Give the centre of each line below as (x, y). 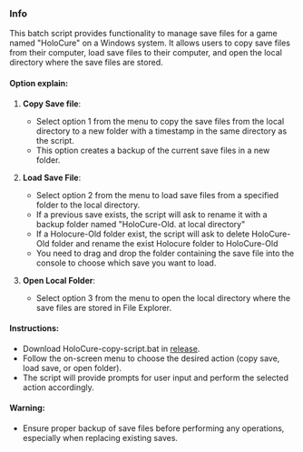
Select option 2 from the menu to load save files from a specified (157, 195)
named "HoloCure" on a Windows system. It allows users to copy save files (150, 43)
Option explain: (39, 83)
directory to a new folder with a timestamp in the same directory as (161, 131)
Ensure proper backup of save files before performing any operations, (153, 428)
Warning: (27, 408)
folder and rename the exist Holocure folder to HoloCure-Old (165, 243)
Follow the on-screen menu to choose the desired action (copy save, (151, 358)
